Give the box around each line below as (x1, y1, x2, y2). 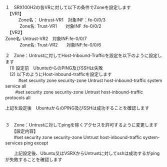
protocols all (5, 94, 31, 100)
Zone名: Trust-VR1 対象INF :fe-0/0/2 (19, 23, 101, 29)
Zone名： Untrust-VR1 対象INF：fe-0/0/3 (18, 17, 106, 22)
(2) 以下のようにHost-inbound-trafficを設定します (9, 71, 112, 77)
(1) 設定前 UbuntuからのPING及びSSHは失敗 (9, 65, 103, 71)
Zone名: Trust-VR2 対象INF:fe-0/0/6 (19, 42, 101, 47)
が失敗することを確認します (5, 156, 62, 162)
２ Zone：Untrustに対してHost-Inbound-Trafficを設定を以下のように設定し (5, 52, 162, 58)
